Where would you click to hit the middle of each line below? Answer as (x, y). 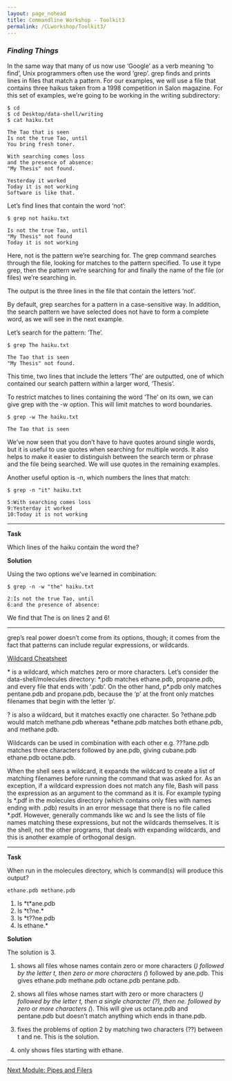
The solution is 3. (32, 952)
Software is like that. (41, 193)
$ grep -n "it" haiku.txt (44, 490)
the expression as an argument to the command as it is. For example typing (114, 793)
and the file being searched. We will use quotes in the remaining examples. (114, 464)
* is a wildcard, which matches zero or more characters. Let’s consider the (113, 672)
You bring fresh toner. (41, 144)
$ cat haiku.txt (30, 120)
